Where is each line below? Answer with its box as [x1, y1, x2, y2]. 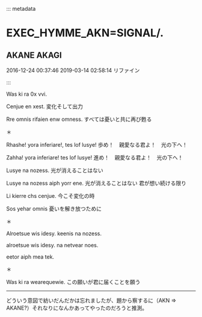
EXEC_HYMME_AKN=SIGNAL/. [6, 26, 164, 40]
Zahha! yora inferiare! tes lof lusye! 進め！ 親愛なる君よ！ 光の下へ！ [6, 154, 183, 161]
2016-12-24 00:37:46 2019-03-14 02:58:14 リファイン [6, 67, 140, 74]
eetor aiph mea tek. [6, 253, 55, 260]
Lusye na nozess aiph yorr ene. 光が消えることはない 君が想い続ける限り [6, 180, 187, 186]
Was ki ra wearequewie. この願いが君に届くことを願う [6, 279, 141, 285]
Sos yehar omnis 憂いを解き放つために [6, 205, 102, 212]
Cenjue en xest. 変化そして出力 [6, 103, 83, 110]
